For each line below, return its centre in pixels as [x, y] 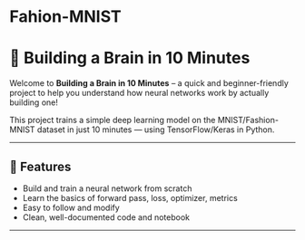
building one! [34, 102]
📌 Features [40, 166]
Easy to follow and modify [71, 207]
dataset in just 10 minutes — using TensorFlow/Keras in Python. [156, 130]
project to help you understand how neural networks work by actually [139, 93]
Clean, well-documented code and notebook [106, 217]
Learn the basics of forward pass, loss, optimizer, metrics [130, 197]
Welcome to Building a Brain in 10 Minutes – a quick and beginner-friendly [149, 83]
